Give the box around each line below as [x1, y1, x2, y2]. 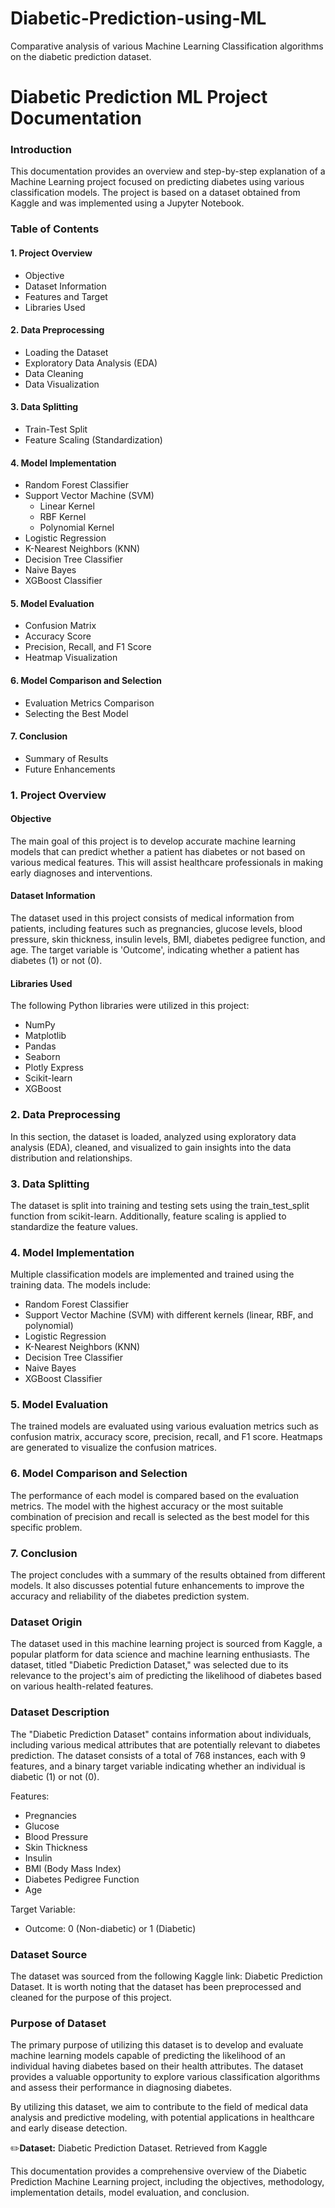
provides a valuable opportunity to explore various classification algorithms [10, 2071, 321, 2083]
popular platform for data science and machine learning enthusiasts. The [10, 1648, 310, 1661]
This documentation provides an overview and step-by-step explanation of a [10, 165, 326, 177]
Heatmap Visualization [24, 652, 118, 664]
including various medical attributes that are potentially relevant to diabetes [10, 1738, 321, 1751]
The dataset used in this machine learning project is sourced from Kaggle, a [10, 1638, 323, 1650]
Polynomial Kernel [39, 522, 115, 534]
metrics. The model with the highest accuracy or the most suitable [10, 1500, 284, 1512]
